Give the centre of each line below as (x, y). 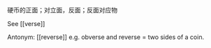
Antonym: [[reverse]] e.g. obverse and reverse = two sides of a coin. (106, 37)
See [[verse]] (26, 24)
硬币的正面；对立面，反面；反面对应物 (62, 10)
